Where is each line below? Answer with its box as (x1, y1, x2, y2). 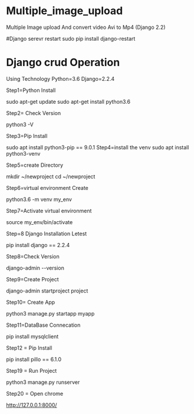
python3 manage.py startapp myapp (6, 310, 95, 317)
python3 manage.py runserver (6, 379, 80, 386)
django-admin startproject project (6, 287, 88, 294)
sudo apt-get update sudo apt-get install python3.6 (6, 98, 131, 105)
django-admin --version (6, 264, 65, 271)
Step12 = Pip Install (6, 344, 52, 351)
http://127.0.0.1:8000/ (6, 401, 57, 408)
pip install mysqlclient (6, 333, 59, 340)
